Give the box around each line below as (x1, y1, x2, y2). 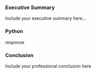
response (5, 39, 25, 45)
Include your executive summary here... (5, 15, 87, 21)
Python (5, 28, 23, 35)
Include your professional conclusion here (5, 63, 92, 69)
